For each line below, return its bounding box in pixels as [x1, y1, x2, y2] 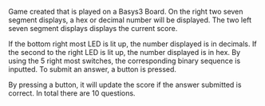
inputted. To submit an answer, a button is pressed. [8, 65, 177, 74]
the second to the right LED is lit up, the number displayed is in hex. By [8, 48, 241, 57]
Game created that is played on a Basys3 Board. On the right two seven [8, 7, 243, 16]
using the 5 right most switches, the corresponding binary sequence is [8, 56, 241, 65]
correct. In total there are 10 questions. [8, 88, 136, 98]
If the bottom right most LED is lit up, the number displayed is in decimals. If [8, 39, 257, 49]
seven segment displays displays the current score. [8, 24, 178, 33]
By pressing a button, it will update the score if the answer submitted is [8, 80, 242, 89]
